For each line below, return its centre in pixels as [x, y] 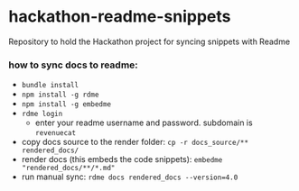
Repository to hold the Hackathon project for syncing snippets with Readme [149, 41]
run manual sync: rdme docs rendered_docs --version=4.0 [130, 177]
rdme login [42, 114]
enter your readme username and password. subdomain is [144, 123]
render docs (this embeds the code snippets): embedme [122, 159]
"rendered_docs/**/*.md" [68, 168]
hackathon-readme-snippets [120, 17]
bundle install [50, 86]
